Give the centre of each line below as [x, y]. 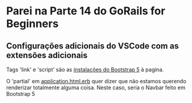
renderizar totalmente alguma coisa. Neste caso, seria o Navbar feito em [96, 87]
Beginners [32, 24]
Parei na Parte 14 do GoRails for [86, 11]
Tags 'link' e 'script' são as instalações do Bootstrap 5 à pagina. [85, 69]
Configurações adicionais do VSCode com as [92, 46]
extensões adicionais [47, 55]
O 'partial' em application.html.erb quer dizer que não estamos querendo [96, 81]
